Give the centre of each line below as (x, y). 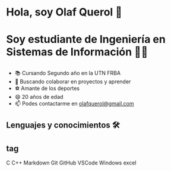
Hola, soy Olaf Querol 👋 (64, 12)
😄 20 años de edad (39, 97)
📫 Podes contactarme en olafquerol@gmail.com (75, 103)
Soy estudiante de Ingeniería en (86, 40)
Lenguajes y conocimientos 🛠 (63, 125)
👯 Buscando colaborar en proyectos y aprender (73, 81)
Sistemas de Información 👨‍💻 (77, 52)
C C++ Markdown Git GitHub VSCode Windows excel (71, 163)
